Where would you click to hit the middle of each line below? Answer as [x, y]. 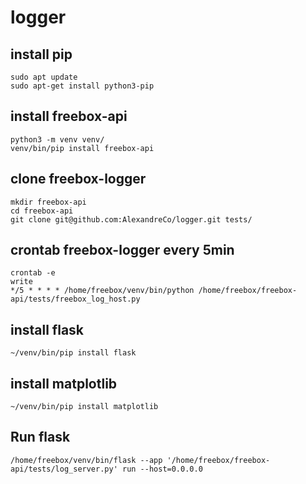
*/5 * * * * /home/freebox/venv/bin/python [102, 291]
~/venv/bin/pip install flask [73, 353]
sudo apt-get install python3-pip [82, 86]
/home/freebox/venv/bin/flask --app [86, 460]
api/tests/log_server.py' [64, 469]
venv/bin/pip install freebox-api [82, 148]
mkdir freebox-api [48, 202]
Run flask [40, 437]
